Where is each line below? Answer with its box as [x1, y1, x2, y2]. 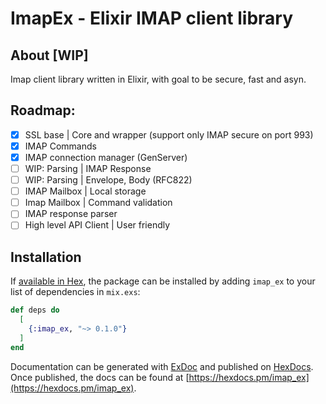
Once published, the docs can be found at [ [10, 371, 190, 383]
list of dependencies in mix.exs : [10, 286, 141, 298]
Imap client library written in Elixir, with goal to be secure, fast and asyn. [10, 73, 307, 85]
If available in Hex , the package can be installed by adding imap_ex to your [10, 275, 316, 287]
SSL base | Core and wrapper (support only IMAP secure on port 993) [24, 128, 314, 141]
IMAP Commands [24, 140, 97, 152]
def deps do [10, 305, 60, 316]
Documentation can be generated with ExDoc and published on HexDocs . [10, 360, 314, 372]
